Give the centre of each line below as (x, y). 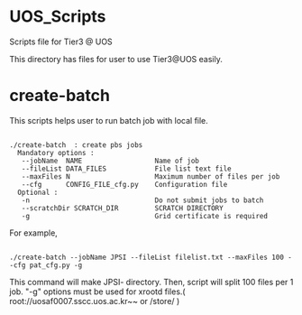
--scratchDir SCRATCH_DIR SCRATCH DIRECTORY (122, 208)
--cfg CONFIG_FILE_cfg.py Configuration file (124, 184)
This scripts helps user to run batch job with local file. (109, 120)
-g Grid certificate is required (145, 216)
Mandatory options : (56, 153)
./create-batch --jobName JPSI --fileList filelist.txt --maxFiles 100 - (151, 257)
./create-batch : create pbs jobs (76, 145)
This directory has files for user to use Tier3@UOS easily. (116, 59)
